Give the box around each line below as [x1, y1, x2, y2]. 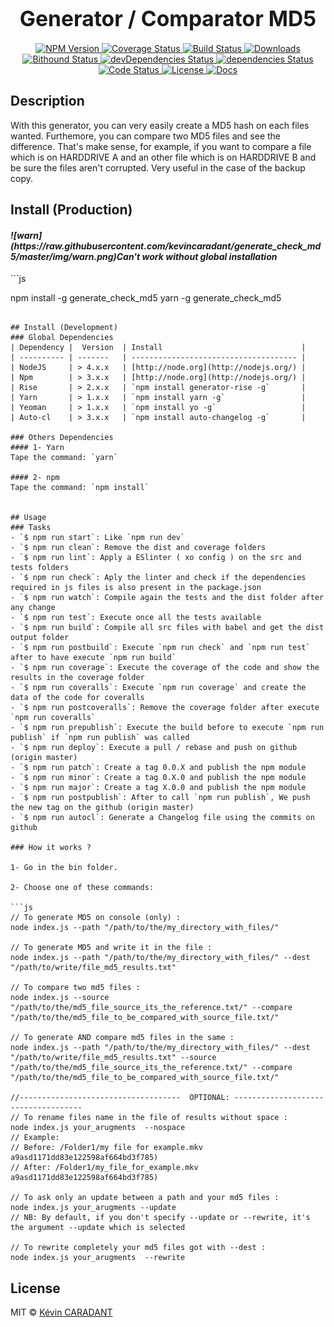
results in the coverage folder [10, 673, 145, 683]
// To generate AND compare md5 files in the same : [10, 1033, 235, 1043]
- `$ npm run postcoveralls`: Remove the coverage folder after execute [10, 703, 320, 713]
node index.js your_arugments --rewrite [10, 1253, 186, 1263]
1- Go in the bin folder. [10, 863, 118, 873]
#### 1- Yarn [10, 443, 65, 453]
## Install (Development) [10, 323, 118, 333]
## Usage [10, 513, 47, 523]
